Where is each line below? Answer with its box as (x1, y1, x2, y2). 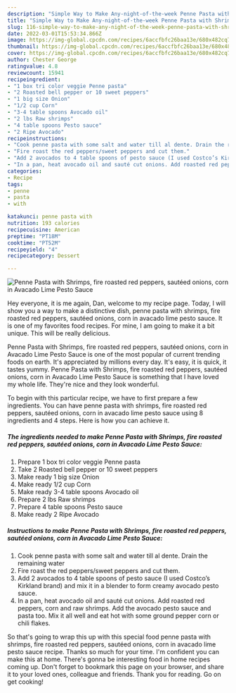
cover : (7, 50, 27, 57)
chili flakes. (17, 619, 51, 627)
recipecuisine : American (7, 226, 80, 233)
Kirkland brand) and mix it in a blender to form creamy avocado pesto (17, 582, 219, 590)
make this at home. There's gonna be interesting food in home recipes (7, 655, 211, 663)
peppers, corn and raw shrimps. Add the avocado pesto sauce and (17, 604, 211, 613)
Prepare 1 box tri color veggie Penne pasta (17, 458, 140, 466)
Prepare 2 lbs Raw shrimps (17, 495, 96, 504)
